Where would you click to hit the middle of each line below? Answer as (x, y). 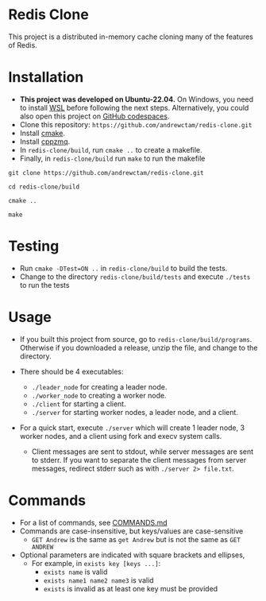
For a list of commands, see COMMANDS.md (94, 522)
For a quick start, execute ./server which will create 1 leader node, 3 (132, 428)
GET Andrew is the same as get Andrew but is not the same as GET (136, 539)
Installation (46, 78)
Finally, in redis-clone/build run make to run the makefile (112, 158)
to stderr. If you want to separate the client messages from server (139, 459)
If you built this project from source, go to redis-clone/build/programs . (136, 339)
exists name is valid (75, 572)
